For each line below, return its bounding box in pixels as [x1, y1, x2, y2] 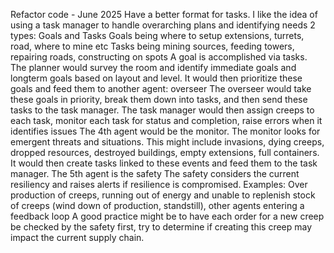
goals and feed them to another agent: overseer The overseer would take [10, 83, 312, 94]
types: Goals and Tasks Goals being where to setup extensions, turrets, [10, 30, 305, 41]
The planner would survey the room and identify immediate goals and [10, 62, 297, 73]
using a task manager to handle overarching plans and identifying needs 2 [10, 19, 316, 31]
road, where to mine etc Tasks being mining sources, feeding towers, [10, 40, 295, 52]
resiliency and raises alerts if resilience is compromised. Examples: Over [10, 179, 308, 190]
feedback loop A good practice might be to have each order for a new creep [10, 210, 325, 222]
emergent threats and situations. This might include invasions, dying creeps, [10, 136, 325, 148]
